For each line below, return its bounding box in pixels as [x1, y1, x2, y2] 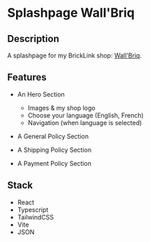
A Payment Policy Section [17, 159, 92, 167]
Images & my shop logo [27, 104, 96, 112]
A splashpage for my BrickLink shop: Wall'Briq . [7, 51, 142, 59]
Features [7, 71, 47, 83]
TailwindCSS [17, 213, 54, 221]
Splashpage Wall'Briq [7, 5, 135, 21]
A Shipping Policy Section [17, 145, 92, 154]
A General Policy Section [17, 131, 89, 141]
